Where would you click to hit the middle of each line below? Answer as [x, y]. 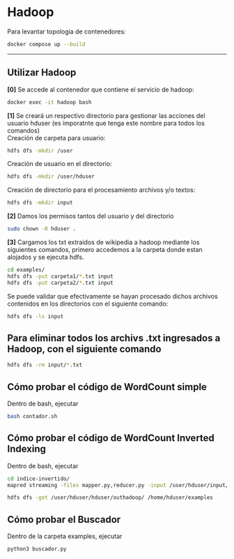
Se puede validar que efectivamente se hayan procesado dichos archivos [112, 296]
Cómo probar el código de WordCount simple [107, 387]
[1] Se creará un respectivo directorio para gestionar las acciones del [106, 115]
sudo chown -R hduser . [42, 229]
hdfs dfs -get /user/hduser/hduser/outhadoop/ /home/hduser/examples [110, 498]
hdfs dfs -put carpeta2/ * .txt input [60, 283]
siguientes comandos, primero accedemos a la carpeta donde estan [105, 249]
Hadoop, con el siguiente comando [84, 349]
